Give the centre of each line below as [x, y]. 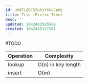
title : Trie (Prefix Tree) [34, 15]
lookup [16, 65]
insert [15, 73]
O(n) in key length [59, 65]
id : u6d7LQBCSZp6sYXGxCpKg [34, 10]
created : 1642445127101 [31, 29]
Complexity [59, 56]
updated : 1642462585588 [31, 24]
